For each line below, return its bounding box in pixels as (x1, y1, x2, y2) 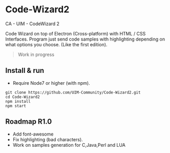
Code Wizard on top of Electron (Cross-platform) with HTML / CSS (5, 30, 146, 36)
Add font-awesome (12, 131, 54, 137)
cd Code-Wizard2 (5, 94, 40, 100)
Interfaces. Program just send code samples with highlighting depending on (5, 36, 165, 42)
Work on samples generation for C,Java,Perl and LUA (12, 142, 126, 148)
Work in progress (17, 51, 55, 58)
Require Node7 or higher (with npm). (12, 80, 91, 86)
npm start (5, 103, 27, 108)
